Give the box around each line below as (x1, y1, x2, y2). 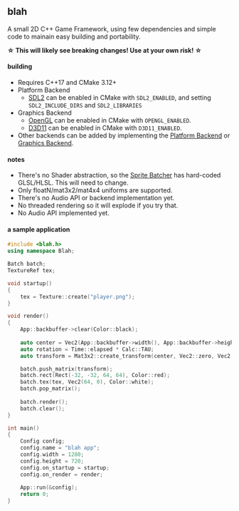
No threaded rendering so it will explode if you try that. (17, 201, 179, 210)
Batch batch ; (7, 260, 46, 268)
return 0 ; (20, 491, 50, 498)
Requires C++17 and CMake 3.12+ (17, 78, 117, 87)
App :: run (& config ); (20, 484, 78, 491)
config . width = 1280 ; (20, 451, 84, 458)
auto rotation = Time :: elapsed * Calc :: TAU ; (20, 346, 154, 353)
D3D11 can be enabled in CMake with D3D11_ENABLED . (28, 124, 183, 133)
